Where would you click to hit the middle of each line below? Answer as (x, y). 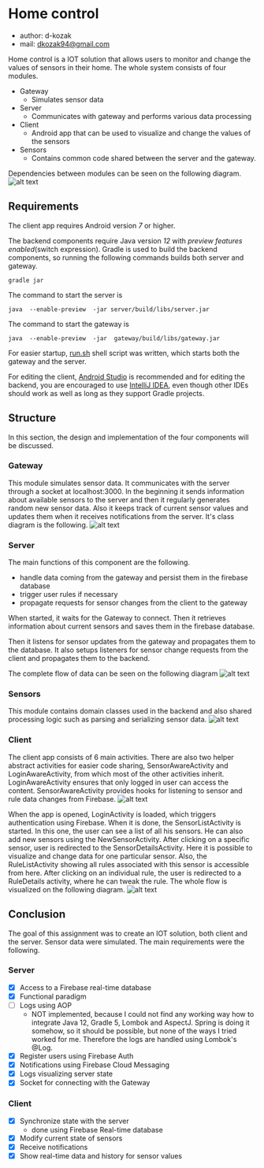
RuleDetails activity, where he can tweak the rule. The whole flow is (118, 881)
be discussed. (31, 445)
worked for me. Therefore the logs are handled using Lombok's (134, 1040)
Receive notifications (54, 1147)
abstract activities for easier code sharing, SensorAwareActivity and (118, 766)
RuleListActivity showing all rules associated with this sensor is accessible (129, 864)
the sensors (50, 141)
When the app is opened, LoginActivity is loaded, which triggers (112, 814)
